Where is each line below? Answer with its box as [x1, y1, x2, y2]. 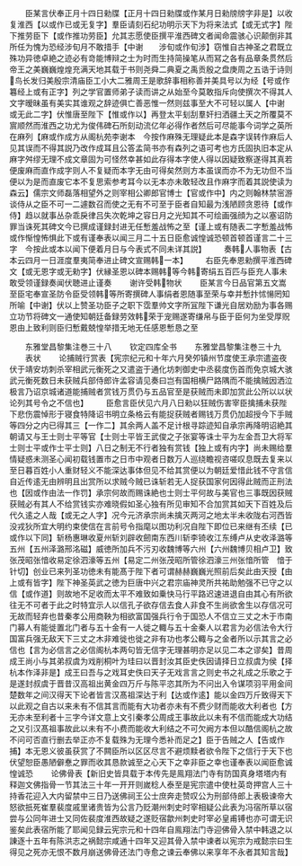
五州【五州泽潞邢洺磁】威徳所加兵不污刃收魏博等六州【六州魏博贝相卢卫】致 [9, 543, 293, 554]
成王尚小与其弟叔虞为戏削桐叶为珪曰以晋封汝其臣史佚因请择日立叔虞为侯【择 [9, 656, 293, 667]
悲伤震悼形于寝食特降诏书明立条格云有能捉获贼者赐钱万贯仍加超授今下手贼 [16, 409, 293, 420]
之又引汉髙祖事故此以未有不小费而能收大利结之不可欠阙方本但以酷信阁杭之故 [9, 723, 293, 734]
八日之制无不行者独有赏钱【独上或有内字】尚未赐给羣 [95, 443, 293, 453]
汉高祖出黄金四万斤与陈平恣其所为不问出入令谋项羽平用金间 [71, 678, 293, 689]
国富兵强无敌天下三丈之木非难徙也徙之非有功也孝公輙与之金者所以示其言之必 [9, 633, 293, 644]
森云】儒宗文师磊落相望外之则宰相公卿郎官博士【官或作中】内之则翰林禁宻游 [9, 188, 293, 198]
